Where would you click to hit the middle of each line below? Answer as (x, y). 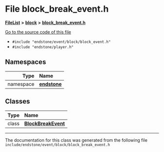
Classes (18, 101)
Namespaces (26, 62)
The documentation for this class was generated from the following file (76, 140)
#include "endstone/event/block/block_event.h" (61, 42)
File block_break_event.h (57, 9)
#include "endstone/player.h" (43, 47)
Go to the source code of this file (38, 32)
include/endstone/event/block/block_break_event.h (58, 145)
